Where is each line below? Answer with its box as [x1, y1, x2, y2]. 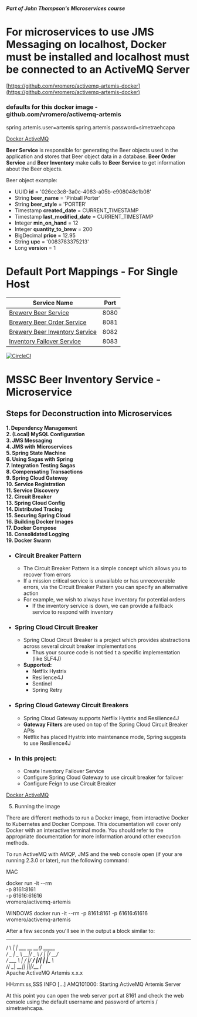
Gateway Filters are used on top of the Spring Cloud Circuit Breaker [23, 721, 188, 728]
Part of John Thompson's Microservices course [6, 5, 125, 12]
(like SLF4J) [32, 655, 62, 663]
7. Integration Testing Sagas [6, 461, 76, 469]
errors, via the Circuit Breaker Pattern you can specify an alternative [23, 584, 188, 591]
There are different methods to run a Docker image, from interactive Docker [6, 814, 189, 821]
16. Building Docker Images [6, 518, 74, 525]
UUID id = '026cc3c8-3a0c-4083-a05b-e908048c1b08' [14, 188, 151, 195]
